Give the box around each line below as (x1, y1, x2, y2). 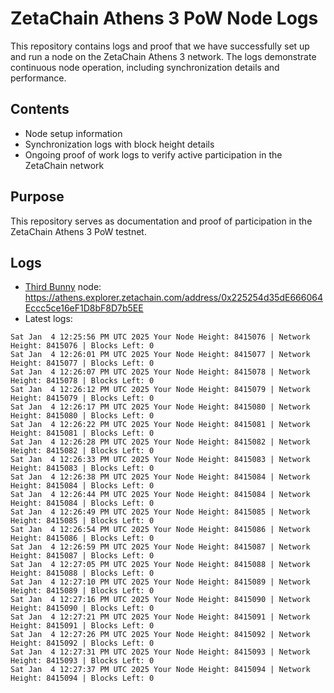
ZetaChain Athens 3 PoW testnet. (10, 225, 147, 237)
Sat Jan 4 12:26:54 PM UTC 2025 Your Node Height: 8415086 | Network (10, 525, 311, 535)
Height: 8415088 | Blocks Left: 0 (10, 568, 155, 579)
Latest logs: (24, 313, 73, 325)
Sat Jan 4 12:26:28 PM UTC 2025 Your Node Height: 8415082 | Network (10, 437, 311, 447)
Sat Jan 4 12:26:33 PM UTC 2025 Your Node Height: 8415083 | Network (10, 455, 311, 465)
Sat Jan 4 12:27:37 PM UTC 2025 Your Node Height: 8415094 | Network (10, 665, 311, 675)
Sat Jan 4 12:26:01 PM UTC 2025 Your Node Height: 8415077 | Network (10, 350, 311, 360)
